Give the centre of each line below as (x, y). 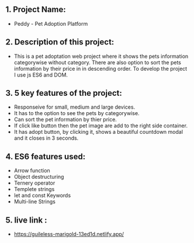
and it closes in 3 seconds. (46, 138)
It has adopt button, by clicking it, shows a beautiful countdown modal (98, 132)
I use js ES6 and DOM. (41, 75)
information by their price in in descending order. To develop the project (101, 68)
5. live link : (26, 220)
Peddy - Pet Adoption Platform (51, 23)
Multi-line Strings (35, 202)
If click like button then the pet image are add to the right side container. (101, 126)
